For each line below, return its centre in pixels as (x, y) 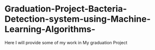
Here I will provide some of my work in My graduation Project (66, 42)
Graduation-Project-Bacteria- (66, 9)
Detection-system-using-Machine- (78, 19)
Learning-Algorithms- (50, 29)
